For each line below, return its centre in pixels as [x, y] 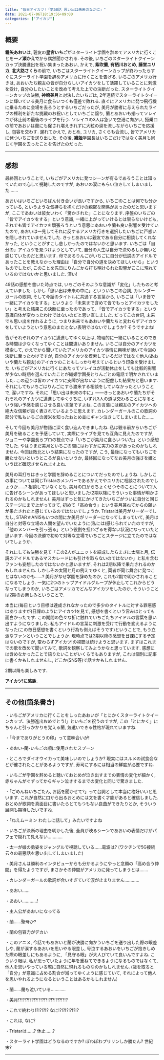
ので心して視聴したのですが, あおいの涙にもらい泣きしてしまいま [83, 184]
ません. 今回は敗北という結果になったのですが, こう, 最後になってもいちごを [81, 452]
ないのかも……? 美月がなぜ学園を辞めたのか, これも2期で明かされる [81, 576]
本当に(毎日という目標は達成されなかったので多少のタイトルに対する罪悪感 [81, 605]
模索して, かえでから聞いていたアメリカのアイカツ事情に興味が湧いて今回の [81, 350]
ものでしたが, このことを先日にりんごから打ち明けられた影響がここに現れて [81, 268]
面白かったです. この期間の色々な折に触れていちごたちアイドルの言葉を [77, 617]
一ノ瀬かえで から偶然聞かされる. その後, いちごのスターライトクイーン [84, 59]
